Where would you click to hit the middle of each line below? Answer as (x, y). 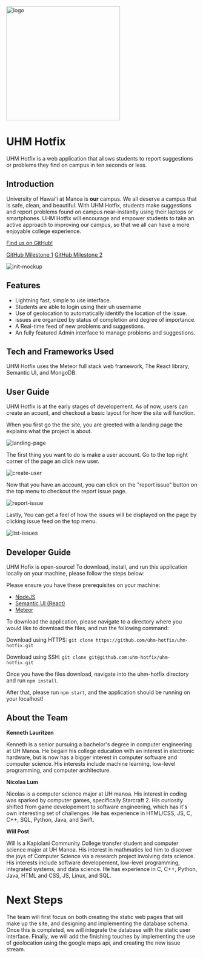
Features (23, 286)
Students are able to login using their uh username (78, 307)
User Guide (28, 392)
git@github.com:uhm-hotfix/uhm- (130, 658)
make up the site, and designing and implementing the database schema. (98, 923)
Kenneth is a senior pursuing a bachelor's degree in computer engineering (99, 744)
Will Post (18, 831)
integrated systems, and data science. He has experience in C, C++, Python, (102, 869)
